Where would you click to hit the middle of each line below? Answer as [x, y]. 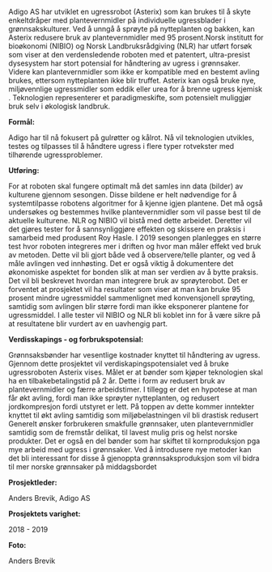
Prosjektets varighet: [45, 514]
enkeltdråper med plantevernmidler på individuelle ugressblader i [117, 20]
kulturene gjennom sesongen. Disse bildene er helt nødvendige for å [123, 195]
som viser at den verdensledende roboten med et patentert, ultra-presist [130, 55]
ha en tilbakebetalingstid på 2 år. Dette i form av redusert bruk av [117, 381]
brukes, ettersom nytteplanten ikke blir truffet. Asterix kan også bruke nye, [132, 81]
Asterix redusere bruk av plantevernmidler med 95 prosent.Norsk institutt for [136, 37]
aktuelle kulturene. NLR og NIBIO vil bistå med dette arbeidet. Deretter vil [130, 220]
